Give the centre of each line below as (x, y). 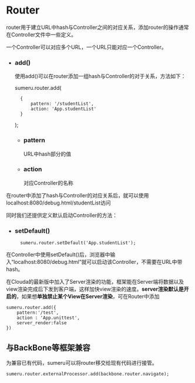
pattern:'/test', (38, 313)
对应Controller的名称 (48, 183)
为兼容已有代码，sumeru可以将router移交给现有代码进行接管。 (82, 362)
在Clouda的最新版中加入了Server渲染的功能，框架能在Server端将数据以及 (95, 282)
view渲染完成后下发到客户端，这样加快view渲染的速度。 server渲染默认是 (95, 289)
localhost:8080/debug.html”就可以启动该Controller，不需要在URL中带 (98, 262)
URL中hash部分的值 (47, 154)
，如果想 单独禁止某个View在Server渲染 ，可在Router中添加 (88, 297)
